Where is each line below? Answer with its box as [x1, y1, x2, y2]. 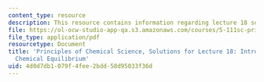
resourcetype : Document [8, 41, 86, 48]
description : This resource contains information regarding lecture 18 [8, 19, 247, 27]
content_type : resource [8, 11, 86, 20]
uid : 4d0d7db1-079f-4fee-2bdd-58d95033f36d [8, 62, 153, 70]
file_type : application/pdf [8, 33, 101, 41]
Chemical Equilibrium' [15, 55, 90, 63]
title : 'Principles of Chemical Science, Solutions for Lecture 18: [8, 48, 237, 55]
